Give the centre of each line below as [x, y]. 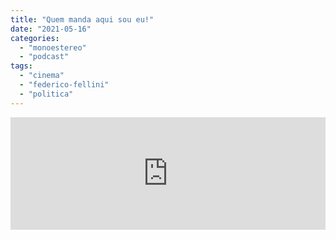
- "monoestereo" [53, 47]
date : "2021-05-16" [51, 29]
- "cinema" [42, 76]
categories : [35, 38]
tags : [21, 66]
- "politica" [46, 94]
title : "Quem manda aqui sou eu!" [82, 19]
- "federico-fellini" [64, 85]
